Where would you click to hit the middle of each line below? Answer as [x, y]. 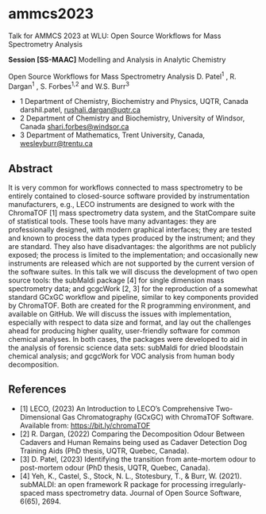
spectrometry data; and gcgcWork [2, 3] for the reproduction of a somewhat [133, 289]
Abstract [31, 169]
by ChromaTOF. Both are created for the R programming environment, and [129, 305]
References [37, 389]
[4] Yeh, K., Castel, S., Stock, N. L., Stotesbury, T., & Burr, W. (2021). [131, 476]
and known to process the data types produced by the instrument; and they [132, 238]
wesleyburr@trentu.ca [56, 144]
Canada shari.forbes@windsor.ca [74, 127]
